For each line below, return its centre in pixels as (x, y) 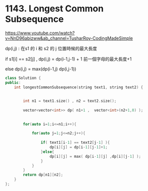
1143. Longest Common (54, 9)
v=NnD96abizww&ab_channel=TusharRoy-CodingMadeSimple (69, 38)
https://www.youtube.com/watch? (40, 33)
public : (13, 82)
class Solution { (23, 78)
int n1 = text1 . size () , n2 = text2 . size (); (70, 101)
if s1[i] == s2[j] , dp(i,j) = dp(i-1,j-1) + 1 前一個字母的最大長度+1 (68, 59)
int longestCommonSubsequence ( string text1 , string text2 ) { (78, 87)
